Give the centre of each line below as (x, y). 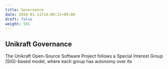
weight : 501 (18, 24)
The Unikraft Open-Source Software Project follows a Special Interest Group (84, 56)
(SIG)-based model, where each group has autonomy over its (69, 61)
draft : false (19, 19)
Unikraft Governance (38, 44)
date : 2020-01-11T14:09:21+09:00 (40, 14)
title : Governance (24, 10)
